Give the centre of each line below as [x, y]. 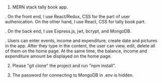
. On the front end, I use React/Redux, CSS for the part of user [68, 16]
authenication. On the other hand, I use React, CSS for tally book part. [75, 22]
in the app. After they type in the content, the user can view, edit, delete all [80, 46]
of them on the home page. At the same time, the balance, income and [76, 51]
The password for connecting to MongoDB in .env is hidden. [73, 75]
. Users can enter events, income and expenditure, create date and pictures [81, 41]
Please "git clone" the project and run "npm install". [64, 66]
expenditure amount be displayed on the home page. [58, 56]
